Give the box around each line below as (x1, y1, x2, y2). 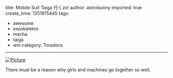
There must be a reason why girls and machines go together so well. (5, 67, 151, 73)
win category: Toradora (12, 42, 63, 48)
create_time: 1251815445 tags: (5, 10, 70, 16)
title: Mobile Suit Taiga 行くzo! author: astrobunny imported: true (5, 5, 142, 10)
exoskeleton (12, 26, 39, 32)
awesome (12, 20, 34, 26)
